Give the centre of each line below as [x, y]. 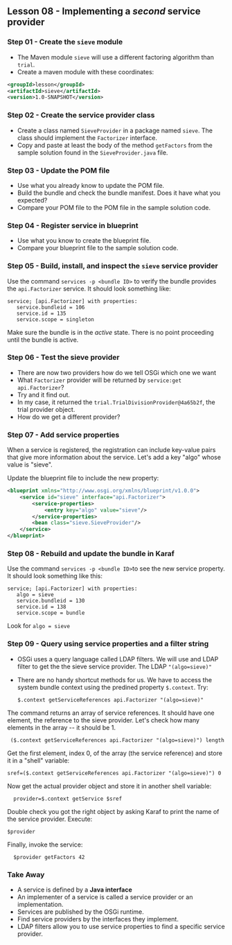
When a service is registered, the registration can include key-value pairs [111, 450]
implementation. [40, 904]
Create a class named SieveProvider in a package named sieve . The [115, 130]
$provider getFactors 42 [49, 857]
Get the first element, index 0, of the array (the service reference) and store [115, 753]
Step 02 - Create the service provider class [81, 115]
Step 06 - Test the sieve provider [63, 358]
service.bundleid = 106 [51, 307]
